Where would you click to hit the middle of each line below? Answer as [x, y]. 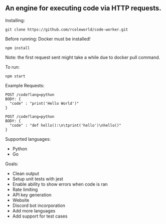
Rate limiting [25, 189]
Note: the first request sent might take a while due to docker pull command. [83, 57]
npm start [15, 76]
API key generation [32, 194]
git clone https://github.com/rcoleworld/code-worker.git [67, 30]
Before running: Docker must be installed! [48, 39]
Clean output [26, 173]
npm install [17, 48]
